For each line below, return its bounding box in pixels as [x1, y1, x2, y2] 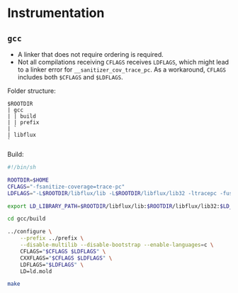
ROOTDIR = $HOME [7, 176, 50, 184]
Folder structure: [7, 87, 57, 95]
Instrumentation [7, 5, 105, 21]
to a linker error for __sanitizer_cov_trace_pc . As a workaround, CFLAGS [17, 65, 227, 74]
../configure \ [7, 228, 52, 236]
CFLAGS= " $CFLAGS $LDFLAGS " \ [20, 248, 106, 255]
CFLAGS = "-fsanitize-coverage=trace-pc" [7, 183, 125, 190]
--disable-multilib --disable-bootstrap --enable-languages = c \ [20, 241, 214, 248]
